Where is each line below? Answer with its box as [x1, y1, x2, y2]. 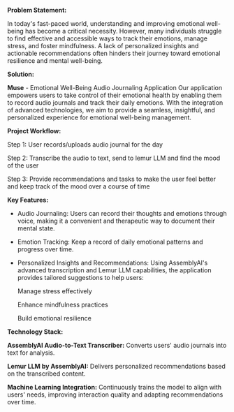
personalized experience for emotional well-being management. [7, 113, 192, 122]
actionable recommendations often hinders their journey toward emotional [7, 49, 221, 57]
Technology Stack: [7, 328, 64, 336]
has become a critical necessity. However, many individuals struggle [24, 27, 222, 35]
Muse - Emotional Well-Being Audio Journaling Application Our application [7, 84, 223, 91]
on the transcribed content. [7, 369, 86, 378]
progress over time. [17, 245, 74, 253]
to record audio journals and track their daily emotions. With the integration [7, 98, 224, 107]
